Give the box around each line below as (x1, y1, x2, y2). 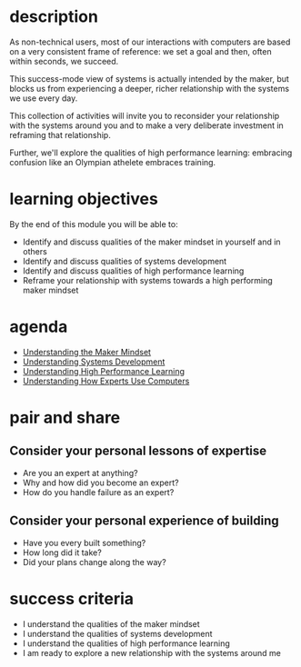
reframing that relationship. (9, 129, 111, 140)
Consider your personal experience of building (9, 513, 279, 529)
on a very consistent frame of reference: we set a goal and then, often (9, 45, 272, 56)
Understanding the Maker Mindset (22, 346, 152, 357)
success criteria (9, 588, 135, 609)
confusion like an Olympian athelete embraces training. (9, 156, 216, 167)
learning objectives (9, 189, 159, 210)
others (22, 245, 47, 256)
